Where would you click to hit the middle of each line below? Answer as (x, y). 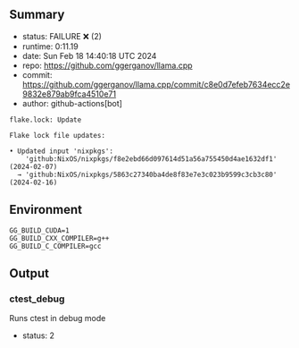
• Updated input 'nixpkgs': (62, 151)
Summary (37, 15)
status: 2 (38, 335)
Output (29, 273)
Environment (46, 210)
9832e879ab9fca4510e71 (69, 94)
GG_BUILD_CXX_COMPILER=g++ (59, 238)
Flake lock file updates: (57, 135)
